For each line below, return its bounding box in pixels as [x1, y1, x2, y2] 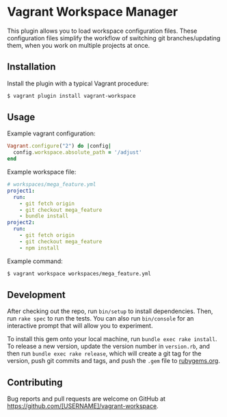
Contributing [7, 377, 63, 388]
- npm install [19, 244, 59, 252]
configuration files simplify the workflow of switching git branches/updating [7, 33, 221, 42]
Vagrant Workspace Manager [7, 4, 178, 20]
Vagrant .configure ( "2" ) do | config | [7, 143, 111, 150]
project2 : [7, 219, 36, 226]
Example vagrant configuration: [7, 129, 96, 137]
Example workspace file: [7, 168, 77, 176]
